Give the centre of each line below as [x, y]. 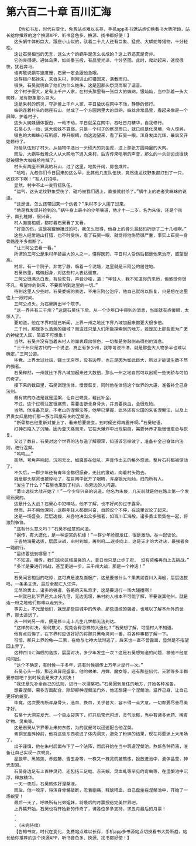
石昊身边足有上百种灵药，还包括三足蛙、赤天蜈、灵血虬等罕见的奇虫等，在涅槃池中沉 [101, 771]
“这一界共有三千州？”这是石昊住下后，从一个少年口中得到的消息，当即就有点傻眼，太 [101, 310]
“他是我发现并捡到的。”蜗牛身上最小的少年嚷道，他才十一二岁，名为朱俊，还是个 [96, 210]
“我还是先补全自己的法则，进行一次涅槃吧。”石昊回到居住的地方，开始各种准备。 [96, 684]
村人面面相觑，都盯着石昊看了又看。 [51, 223]
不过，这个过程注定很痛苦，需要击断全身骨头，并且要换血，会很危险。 [86, 404]
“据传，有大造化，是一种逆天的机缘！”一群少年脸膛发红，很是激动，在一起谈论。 [97, 535]
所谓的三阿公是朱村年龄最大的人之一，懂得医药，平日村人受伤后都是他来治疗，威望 [99, 254]
